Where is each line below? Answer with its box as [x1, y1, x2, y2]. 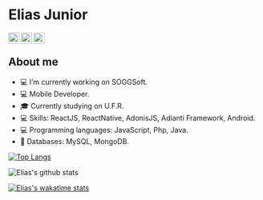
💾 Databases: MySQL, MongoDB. [19, 136, 130, 146]
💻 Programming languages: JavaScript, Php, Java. [19, 125, 188, 134]
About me [8, 55, 59, 69]
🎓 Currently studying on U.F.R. [19, 101, 124, 110]
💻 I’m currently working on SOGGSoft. [19, 77, 148, 86]
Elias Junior [8, 6, 88, 24]
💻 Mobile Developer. [19, 89, 90, 98]
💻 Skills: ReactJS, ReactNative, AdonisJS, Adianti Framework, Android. [19, 113, 256, 122]
